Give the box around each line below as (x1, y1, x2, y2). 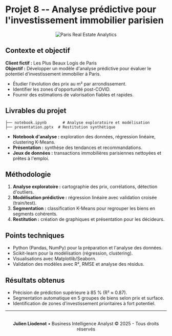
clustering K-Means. (12, 139, 55, 145)
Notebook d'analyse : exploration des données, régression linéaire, (12, 133, 156, 139)
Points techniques (5, 231, 65, 240)
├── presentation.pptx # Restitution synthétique (5, 124, 116, 130)
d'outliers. (12, 189, 34, 195)
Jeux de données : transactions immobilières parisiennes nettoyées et (12, 150, 162, 156)
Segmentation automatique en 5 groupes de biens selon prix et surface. (12, 295, 165, 301)
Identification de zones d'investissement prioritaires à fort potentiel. (12, 301, 156, 306)
